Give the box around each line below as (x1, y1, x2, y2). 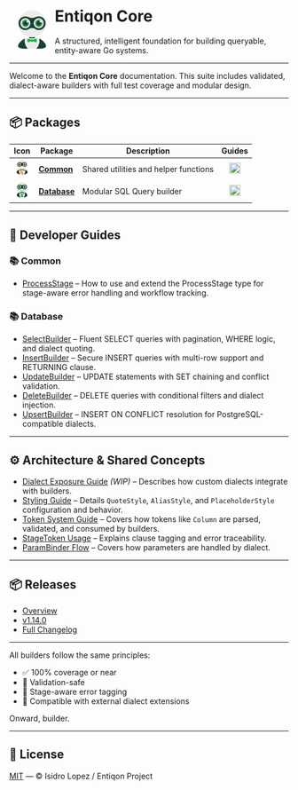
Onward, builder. (9, 713, 70, 723)
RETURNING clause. (21, 362, 97, 373)
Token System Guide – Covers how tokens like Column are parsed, (21, 514, 262, 525)
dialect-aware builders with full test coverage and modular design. (9, 80, 252, 91)
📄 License (9, 747, 65, 762)
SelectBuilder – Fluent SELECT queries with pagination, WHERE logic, (21, 334, 276, 344)
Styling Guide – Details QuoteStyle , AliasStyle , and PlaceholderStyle (21, 495, 275, 506)
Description (125, 146, 170, 156)
